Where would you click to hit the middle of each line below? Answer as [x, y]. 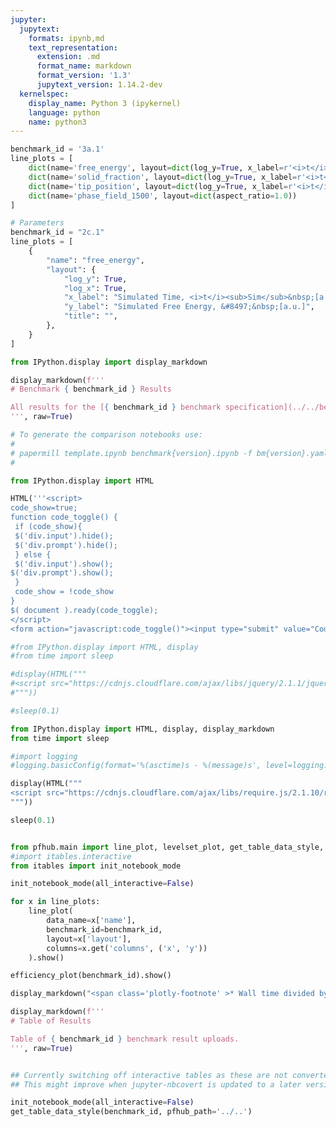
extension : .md [68, 57]
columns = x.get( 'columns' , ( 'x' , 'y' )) [127, 948]
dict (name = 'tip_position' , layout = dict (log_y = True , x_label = [158, 186]
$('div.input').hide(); [64, 536]
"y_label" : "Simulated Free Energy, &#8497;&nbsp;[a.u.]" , [189, 307]
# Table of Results [51, 1021]
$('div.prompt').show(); [62, 573]
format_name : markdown [84, 66]
